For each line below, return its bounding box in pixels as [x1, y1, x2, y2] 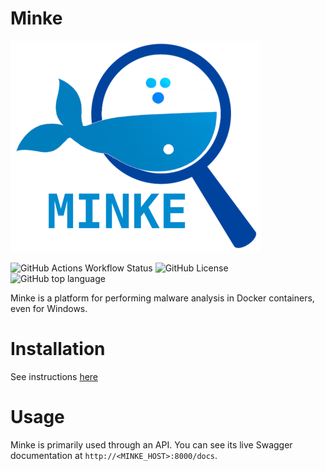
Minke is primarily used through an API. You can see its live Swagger [10, 438, 293, 451]
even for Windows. [10, 302, 88, 314]
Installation [10, 338, 106, 361]
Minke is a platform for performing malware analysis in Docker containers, [10, 292, 315, 304]
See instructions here [10, 370, 99, 382]
